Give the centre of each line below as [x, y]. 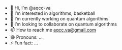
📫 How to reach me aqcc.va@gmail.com [53, 30]
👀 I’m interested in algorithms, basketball [53, 13]
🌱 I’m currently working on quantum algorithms [59, 19]
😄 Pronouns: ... [26, 37]
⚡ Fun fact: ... [24, 43]
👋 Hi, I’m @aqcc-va [30, 8]
